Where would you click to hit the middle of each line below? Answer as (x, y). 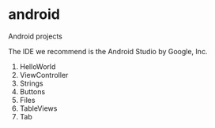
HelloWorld (38, 66)
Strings (31, 83)
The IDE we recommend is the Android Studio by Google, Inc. (108, 51)
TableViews (38, 108)
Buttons (32, 91)
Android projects (36, 36)
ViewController (44, 75)
